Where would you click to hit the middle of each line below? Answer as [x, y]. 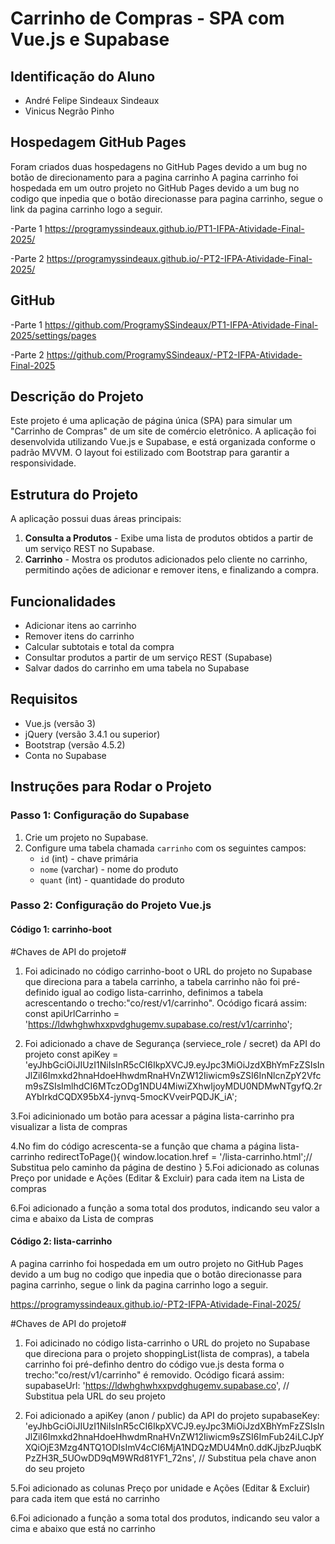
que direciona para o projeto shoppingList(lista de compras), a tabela [167, 1353]
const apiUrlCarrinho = [72, 1013]
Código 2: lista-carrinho [61, 1241]
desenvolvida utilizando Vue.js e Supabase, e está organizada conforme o [163, 442]
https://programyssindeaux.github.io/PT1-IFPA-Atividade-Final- [174, 228]
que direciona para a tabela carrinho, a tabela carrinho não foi [152, 981]
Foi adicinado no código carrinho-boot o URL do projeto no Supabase [168, 971]
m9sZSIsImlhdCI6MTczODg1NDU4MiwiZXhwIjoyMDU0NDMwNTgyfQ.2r [173, 1086]
